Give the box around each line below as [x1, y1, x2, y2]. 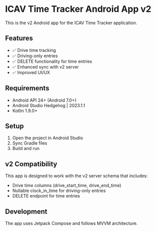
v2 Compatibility [5, 159, 58, 168]
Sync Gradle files [12, 140, 48, 146]
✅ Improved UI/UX [12, 69, 50, 75]
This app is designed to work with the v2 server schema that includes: [5, 173, 148, 179]
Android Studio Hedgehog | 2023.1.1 [12, 102, 85, 108]
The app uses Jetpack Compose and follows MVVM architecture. [5, 221, 138, 226]
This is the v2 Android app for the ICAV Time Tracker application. [5, 20, 137, 26]
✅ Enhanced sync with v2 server [12, 64, 79, 70]
